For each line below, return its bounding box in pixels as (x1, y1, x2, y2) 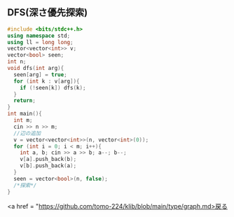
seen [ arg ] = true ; (13, 71, 68, 78)
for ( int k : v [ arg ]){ (13, 78, 80, 85)
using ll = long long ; (7, 38, 74, 45)
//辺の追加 (13, 129, 41, 136)
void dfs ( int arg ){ (7, 65, 64, 72)
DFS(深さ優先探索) (7, 6, 88, 19)
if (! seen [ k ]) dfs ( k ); (20, 84, 86, 91)
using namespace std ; (7, 32, 71, 39)
